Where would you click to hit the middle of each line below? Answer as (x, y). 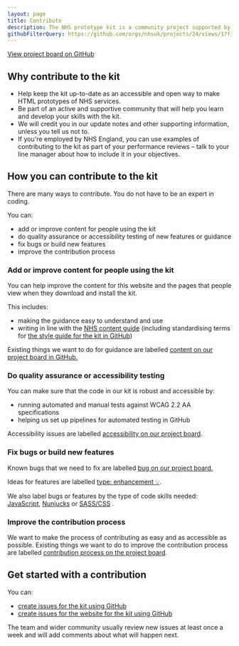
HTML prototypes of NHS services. (69, 101)
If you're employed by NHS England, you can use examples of (108, 139)
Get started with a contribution (77, 575)
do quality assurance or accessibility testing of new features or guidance (124, 236)
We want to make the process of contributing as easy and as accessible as (117, 538)
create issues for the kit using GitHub (72, 605)
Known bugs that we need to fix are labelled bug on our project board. (110, 468)
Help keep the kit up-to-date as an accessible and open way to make (119, 94)
